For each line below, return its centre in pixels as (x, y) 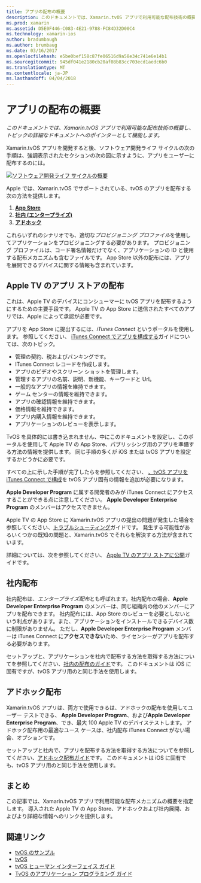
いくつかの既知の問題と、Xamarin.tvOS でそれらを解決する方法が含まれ (100, 535)
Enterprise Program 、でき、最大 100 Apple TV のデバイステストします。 (96, 723)
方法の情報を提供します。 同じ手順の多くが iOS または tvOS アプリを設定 (101, 451)
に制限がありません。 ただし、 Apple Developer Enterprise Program (90, 629)
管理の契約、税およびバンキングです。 (62, 356)
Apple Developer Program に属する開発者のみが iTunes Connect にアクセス (100, 492)
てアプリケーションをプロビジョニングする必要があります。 (79, 242)
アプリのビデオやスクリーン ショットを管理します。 (78, 371)
